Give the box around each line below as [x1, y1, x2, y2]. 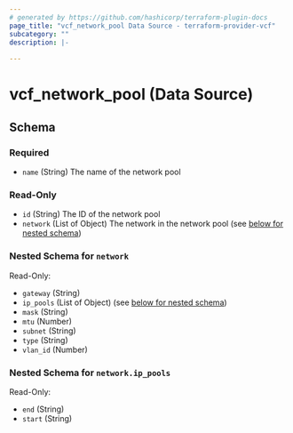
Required [9, 146, 50, 158]
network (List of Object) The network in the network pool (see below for [21, 219, 284, 229]
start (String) [21, 413, 73, 423]
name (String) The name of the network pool [21, 166, 181, 177]
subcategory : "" [9, 29, 69, 38]
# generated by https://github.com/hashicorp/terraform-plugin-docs [9, 12, 268, 22]
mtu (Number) [21, 316, 73, 326]
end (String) [21, 404, 65, 414]
